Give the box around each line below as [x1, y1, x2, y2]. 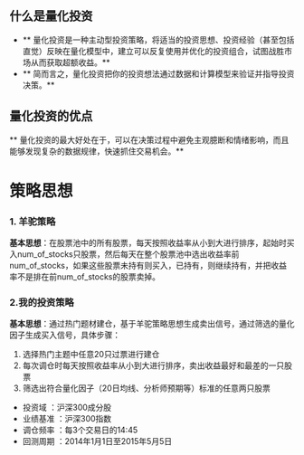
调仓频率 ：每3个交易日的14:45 [22, 424, 138, 436]
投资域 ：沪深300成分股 [22, 402, 112, 413]
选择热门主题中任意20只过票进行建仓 [22, 349, 160, 360]
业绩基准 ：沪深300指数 [22, 413, 112, 424]
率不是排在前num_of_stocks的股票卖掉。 [9, 271, 161, 282]
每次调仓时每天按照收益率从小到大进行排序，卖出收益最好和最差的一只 [22, 360, 285, 371]
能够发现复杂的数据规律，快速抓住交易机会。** [9, 146, 185, 156]
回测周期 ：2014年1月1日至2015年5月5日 [22, 436, 173, 447]
